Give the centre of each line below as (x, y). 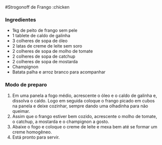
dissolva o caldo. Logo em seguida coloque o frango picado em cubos (83, 100)
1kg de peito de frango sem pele (45, 30)
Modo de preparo (26, 85)
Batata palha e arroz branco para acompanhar (59, 72)
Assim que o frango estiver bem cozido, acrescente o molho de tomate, (84, 116)
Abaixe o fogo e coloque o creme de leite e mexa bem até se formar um (85, 126)
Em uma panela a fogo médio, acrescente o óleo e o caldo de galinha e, (84, 96)
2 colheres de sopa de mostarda (45, 62)
